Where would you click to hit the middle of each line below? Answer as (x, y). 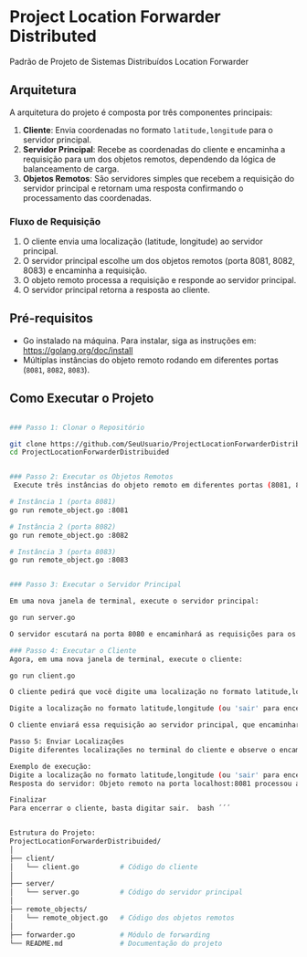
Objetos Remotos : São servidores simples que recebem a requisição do (159, 178)
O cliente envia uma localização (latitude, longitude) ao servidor (143, 242)
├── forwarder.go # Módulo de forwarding (110, 935)
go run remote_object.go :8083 (69, 560)
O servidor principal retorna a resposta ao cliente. (116, 290)
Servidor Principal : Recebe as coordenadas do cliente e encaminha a (154, 149)
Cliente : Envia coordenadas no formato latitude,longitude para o (148, 130)
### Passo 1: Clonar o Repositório (77, 427)
